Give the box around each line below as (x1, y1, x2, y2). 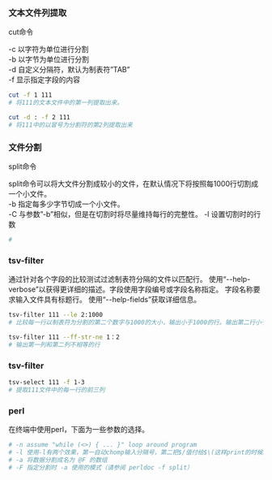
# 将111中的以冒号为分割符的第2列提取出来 (8, 120, 134, 129)
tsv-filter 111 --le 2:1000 (8, 311, 104, 319)
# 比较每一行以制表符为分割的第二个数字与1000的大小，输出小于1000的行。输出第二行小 (8, 318, 261, 326)
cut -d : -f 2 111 (8, 114, 70, 122)
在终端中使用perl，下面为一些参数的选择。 (8, 425, 150, 435)
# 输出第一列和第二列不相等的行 (8, 340, 100, 348)
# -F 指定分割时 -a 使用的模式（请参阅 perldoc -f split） (8, 463, 193, 472)
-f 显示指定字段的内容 (8, 75, 81, 84)
